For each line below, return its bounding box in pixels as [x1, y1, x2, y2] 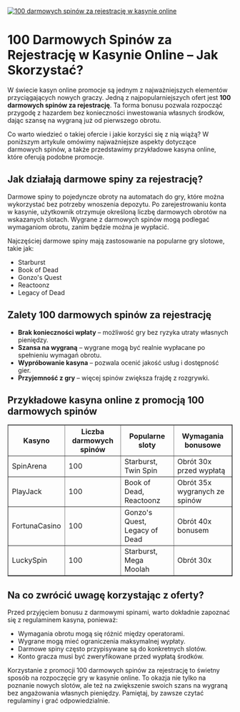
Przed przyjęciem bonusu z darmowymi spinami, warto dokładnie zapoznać [7, 608, 231, 617]
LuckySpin [11, 556, 48, 566]
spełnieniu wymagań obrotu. [17, 351, 102, 359]
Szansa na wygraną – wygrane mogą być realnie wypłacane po [17, 343, 206, 351]
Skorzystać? [7, 62, 84, 79]
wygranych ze [177, 486, 225, 496]
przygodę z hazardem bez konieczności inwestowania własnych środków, [7, 108, 225, 117]
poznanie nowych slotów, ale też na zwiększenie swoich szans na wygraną [7, 681, 229, 690]
